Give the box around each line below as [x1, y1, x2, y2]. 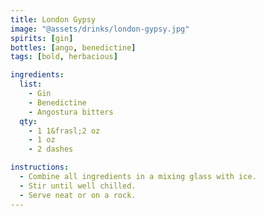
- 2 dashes [28, 144, 74, 155]
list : [19, 79, 43, 90]
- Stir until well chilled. [19, 181, 137, 191]
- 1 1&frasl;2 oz [28, 126, 101, 136]
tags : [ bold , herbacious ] [10, 52, 118, 62]
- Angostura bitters [28, 107, 114, 117]
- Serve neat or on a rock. [19, 190, 137, 200]
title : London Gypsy [10, 14, 97, 25]
